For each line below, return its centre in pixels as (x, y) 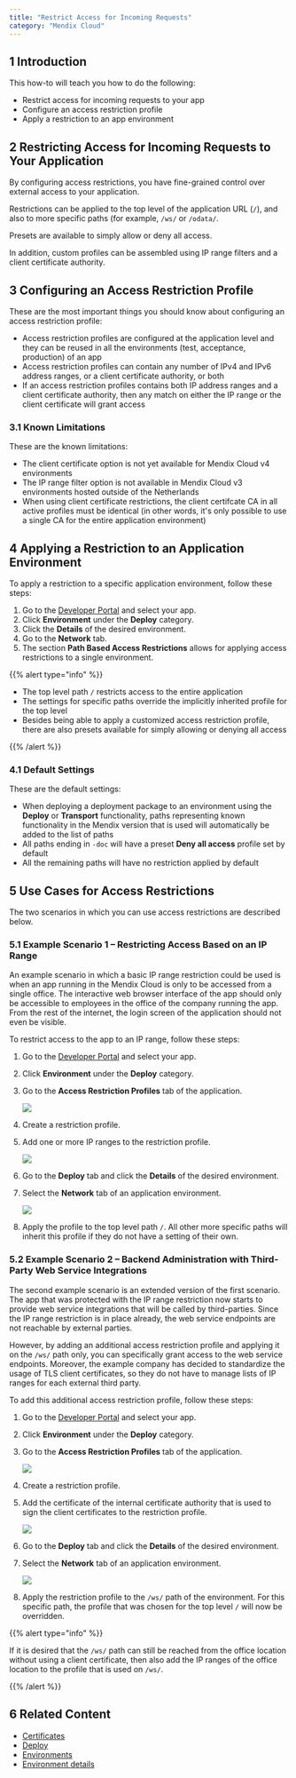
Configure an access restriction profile (92, 110)
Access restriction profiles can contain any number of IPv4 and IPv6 (147, 366)
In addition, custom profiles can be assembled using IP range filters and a (144, 253)
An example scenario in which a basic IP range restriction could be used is (145, 975)
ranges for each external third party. (75, 1383)
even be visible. (38, 1022)
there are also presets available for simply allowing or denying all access (154, 730)
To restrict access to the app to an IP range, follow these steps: (125, 1039)
